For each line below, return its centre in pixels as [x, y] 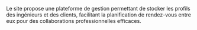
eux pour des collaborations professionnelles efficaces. [74, 21]
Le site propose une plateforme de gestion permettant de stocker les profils [98, 9]
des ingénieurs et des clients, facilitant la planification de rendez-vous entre [98, 15]
